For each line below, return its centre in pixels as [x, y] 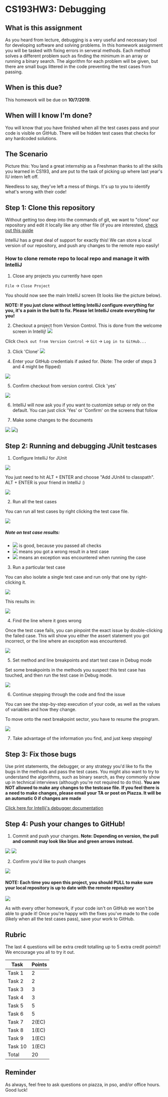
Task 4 [16, 997]
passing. [14, 72]
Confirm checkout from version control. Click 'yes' [64, 386]
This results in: [20, 602]
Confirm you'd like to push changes [49, 861]
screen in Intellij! [29, 331]
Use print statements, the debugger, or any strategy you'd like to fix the [79, 766]
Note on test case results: [32, 532]
